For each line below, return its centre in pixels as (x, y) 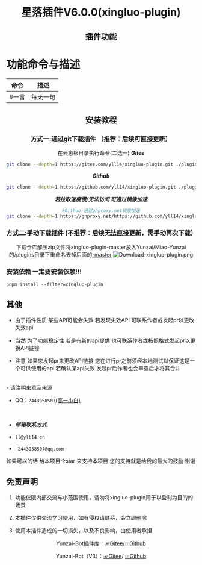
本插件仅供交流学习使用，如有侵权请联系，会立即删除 (81, 517)
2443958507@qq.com (41, 449)
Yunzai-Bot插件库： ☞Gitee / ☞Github (101, 543)
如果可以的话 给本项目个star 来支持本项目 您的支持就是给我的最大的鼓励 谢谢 (101, 461)
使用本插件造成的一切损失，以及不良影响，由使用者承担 (83, 530)
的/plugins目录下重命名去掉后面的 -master (60, 254)
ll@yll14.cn (30, 437)
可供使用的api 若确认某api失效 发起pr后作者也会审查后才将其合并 (100, 369)
